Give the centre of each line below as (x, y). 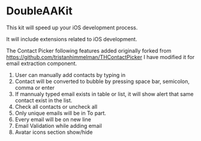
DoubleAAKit (40, 11)
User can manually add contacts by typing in (70, 75)
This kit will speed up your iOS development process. (72, 27)
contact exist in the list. (43, 100)
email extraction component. (41, 63)
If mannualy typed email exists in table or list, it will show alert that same (104, 94)
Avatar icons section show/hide (54, 132)
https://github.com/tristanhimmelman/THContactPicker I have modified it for (100, 57)
